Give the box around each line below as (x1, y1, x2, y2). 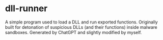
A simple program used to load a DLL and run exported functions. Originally (5, 19, 158, 25)
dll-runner (5, 3, 48, 14)
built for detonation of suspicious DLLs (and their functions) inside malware (5, 24, 158, 30)
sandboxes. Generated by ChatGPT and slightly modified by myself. (5, 29, 142, 35)
